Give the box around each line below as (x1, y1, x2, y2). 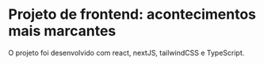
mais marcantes (8, 22, 117, 40)
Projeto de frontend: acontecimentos (8, 5, 256, 23)
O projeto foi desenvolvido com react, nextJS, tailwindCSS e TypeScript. (8, 48, 245, 57)
